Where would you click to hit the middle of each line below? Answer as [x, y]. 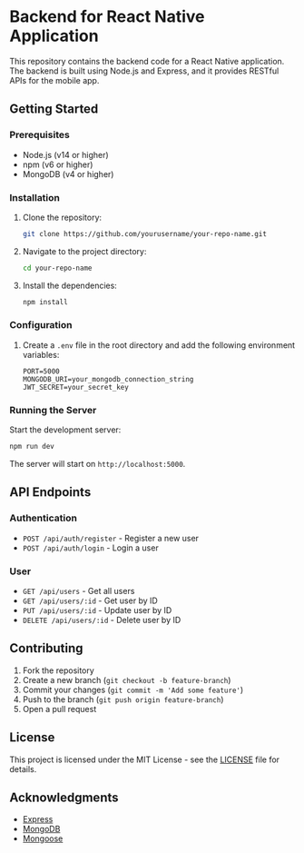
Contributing [46, 648]
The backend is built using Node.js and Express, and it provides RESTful [144, 71]
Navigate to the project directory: [84, 251]
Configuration [41, 325]
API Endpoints [50, 492]
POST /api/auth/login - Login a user [90, 548]
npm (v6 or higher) [58, 164]
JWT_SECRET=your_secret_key [75, 387]
